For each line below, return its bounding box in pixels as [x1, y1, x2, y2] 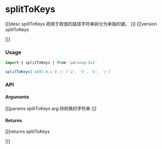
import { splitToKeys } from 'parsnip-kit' [5, 60, 98, 65]
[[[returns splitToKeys [5, 128, 50, 134]
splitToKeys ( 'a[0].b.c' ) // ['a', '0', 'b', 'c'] [5, 69, 111, 74]
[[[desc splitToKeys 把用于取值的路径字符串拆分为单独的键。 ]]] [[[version [5, 21, 157, 27]
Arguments [5, 94, 30, 100]
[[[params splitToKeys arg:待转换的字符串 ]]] [5, 106, 97, 112]
